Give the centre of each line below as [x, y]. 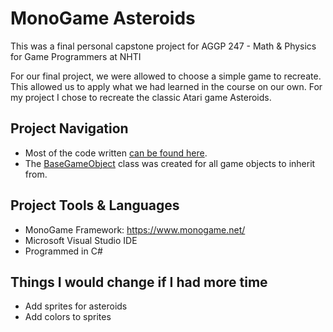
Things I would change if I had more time [139, 282]
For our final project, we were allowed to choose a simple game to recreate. [166, 76]
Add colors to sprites [68, 317]
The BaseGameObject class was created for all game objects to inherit [170, 163]
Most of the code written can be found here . [116, 153]
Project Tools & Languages [95, 205]
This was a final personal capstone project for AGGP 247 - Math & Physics [163, 46]
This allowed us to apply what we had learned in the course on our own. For [166, 86]
